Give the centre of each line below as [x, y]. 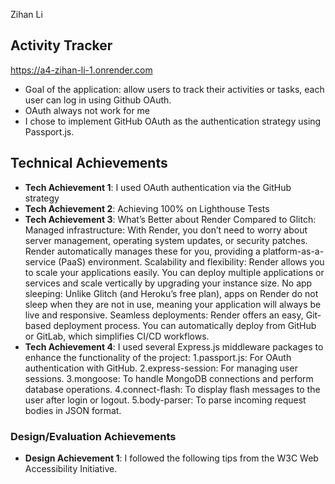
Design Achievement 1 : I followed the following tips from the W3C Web [171, 458]
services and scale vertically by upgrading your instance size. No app [168, 283]
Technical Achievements [89, 163]
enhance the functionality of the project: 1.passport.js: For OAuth [158, 357]
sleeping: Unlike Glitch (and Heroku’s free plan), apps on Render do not [171, 293]
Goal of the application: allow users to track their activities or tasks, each [174, 89]
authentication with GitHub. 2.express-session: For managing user [161, 368]
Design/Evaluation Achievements [93, 436]
